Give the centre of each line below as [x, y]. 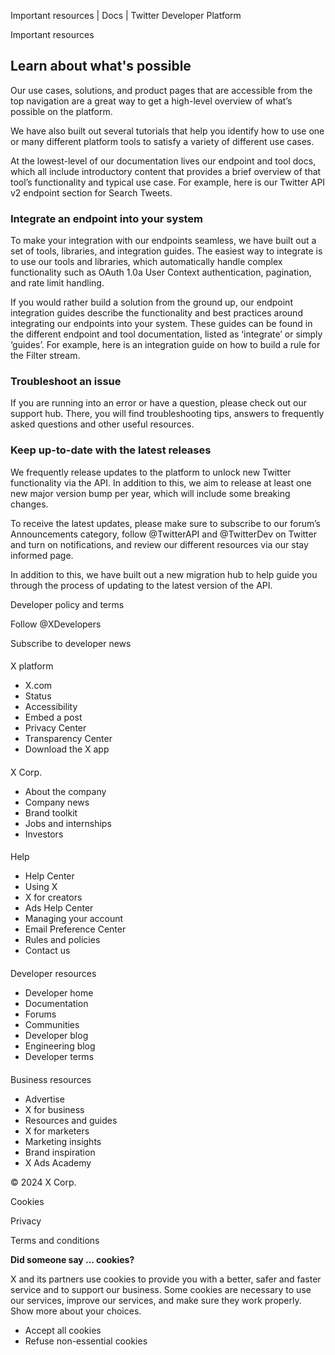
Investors [44, 834]
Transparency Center [68, 739]
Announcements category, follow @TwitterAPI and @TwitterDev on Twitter [163, 534]
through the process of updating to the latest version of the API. [141, 585]
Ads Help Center [59, 908]
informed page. [42, 555]
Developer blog [56, 1036]
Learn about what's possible [101, 66]
